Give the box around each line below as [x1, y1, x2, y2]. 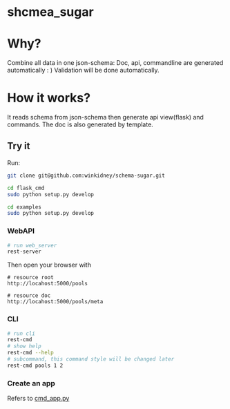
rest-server [7, 248, 41, 256]
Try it [7, 140, 30, 152]
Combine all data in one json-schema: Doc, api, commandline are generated [7, 59, 224, 67]
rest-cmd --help [7, 350, 54, 356]
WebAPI [7, 226, 35, 236]
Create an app [7, 378, 55, 388]
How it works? [7, 91, 91, 106]
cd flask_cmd [7, 184, 45, 191]
